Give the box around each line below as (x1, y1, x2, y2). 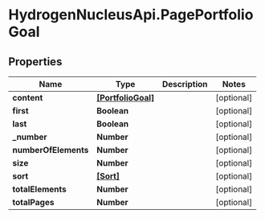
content (12, 93, 43, 103)
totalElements (12, 183, 67, 195)
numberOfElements (12, 145, 89, 155)
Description (161, 79, 208, 89)
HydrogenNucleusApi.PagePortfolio (8, 6, 254, 24)
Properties (8, 55, 63, 68)
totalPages (12, 197, 55, 208)
